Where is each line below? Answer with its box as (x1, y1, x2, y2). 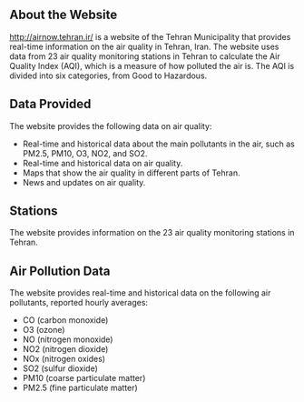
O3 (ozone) (22, 325, 65, 336)
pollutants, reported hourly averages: (9, 297, 148, 308)
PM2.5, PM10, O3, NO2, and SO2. (22, 147, 148, 158)
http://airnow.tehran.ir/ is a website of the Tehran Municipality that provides (9, 31, 291, 42)
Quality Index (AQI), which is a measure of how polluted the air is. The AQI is (9, 60, 295, 71)
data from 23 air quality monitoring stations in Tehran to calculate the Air (9, 50, 280, 62)
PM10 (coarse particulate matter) (22, 373, 146, 384)
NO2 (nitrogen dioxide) (22, 344, 109, 355)
